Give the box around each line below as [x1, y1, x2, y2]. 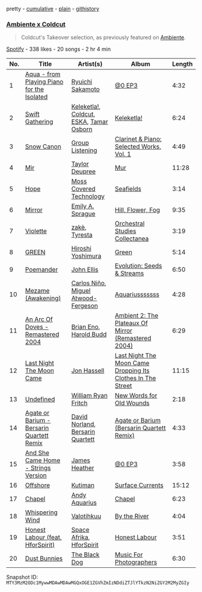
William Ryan [71, 392, 108, 400]
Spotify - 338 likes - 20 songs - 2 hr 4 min [6, 45, 111, 53]
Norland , [71, 420, 96, 428]
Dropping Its [115, 366, 150, 375]
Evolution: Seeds [115, 262, 162, 270]
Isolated [25, 93, 48, 101]
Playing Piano [25, 78, 64, 86]
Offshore [25, 481, 50, 489]
